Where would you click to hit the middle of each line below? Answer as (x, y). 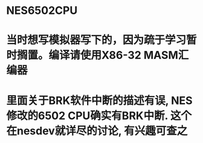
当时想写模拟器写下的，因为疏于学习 (96, 40)
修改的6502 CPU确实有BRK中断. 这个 (99, 115)
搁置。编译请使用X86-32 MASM (98, 55)
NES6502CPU (42, 11)
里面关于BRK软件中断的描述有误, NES (99, 100)
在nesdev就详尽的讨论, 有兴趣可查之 (97, 131)
